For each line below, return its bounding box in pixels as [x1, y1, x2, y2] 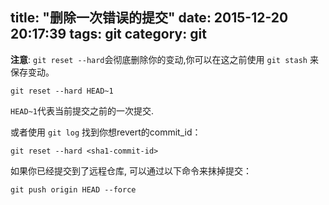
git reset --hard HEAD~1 [10, 86, 114, 96]
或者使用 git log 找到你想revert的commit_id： [10, 126, 202, 138]
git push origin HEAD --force [10, 184, 137, 195]
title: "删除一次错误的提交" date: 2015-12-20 [10, 9, 289, 27]
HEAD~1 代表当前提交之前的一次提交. [10, 104, 154, 117]
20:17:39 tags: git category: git [10, 26, 207, 43]
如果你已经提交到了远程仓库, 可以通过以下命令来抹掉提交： [10, 164, 252, 177]
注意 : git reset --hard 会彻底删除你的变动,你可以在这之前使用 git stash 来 [10, 53, 319, 65]
